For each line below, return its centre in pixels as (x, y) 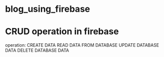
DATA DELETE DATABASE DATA (37, 51)
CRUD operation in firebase (62, 32)
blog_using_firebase (48, 9)
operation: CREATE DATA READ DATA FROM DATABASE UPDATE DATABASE (82, 45)
